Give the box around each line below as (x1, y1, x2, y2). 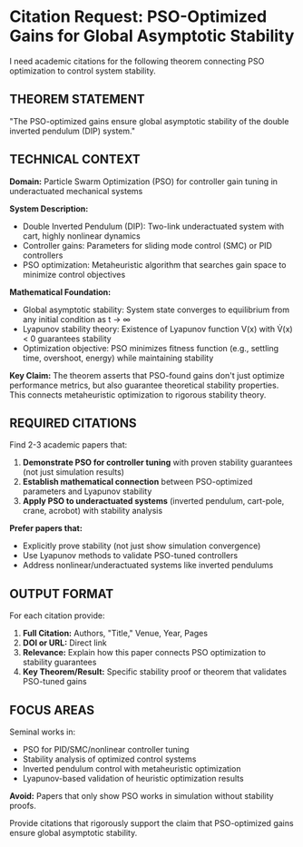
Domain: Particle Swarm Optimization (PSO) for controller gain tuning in (9, 175, 279, 187)
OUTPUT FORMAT (9, 586, 114, 601)
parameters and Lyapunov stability (22, 486, 152, 497)
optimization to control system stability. (9, 65, 156, 76)
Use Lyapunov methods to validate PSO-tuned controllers (22, 550, 239, 561)
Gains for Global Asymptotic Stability (9, 25, 295, 46)
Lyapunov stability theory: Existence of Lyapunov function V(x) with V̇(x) (22, 323, 293, 334)
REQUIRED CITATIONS (9, 415, 138, 430)
